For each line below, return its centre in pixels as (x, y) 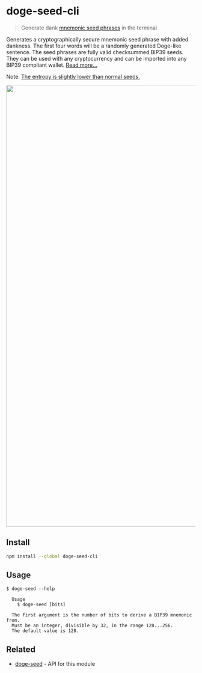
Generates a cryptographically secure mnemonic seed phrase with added (97, 39)
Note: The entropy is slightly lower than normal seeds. (73, 76)
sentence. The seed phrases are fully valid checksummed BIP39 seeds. (95, 52)
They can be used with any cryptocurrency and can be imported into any (97, 58)
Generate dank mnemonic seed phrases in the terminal (89, 28)
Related (21, 649)
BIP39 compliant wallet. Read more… (52, 65)
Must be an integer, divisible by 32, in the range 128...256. (92, 626)
